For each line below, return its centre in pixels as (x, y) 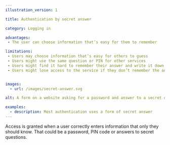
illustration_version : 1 (31, 10)
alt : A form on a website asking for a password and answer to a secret (83, 98)
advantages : (18, 38)
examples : (16, 107)
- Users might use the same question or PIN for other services (76, 61)
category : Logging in (28, 28)
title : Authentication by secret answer (49, 19)
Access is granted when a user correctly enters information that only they (82, 126)
